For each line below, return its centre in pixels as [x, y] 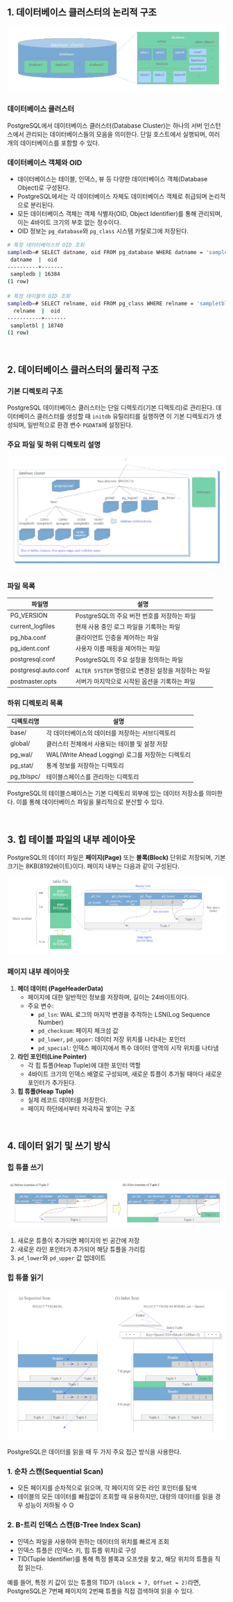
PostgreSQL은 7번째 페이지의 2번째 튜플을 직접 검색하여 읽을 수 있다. [101, 1591]
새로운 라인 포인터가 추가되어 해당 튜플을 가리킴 [81, 1249]
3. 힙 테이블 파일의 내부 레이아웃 [71, 840]
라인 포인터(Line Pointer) [52, 1056]
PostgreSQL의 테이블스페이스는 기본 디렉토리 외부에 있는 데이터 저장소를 [106, 793]
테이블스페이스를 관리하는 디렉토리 [93, 777]
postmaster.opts [33, 681]
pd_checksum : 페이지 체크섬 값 [78, 1030]
